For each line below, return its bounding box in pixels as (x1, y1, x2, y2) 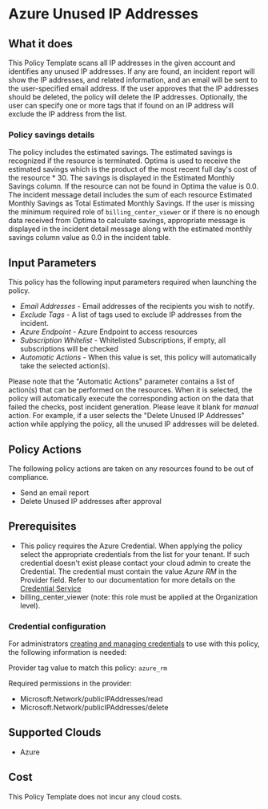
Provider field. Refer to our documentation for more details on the (19, 575, 236, 584)
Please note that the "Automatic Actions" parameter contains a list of (8, 376, 234, 386)
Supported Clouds (8, 726, 102, 739)
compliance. (8, 472, 50, 482)
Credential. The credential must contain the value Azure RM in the (19, 567, 238, 576)
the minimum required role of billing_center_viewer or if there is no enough (8, 207, 260, 217)
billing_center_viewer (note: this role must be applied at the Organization (19, 592, 258, 602)
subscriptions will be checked (19, 344, 118, 354)
